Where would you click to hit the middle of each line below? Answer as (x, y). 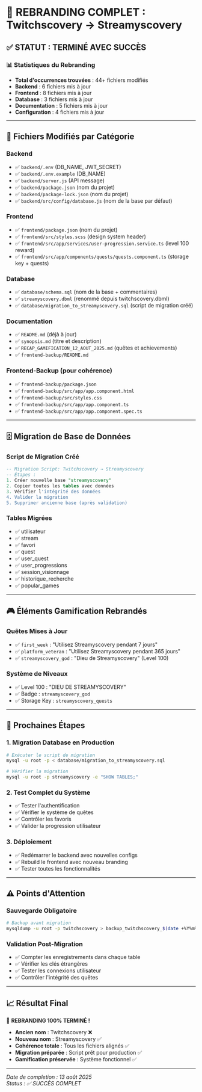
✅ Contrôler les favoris (43, 819)
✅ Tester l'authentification (47, 806)
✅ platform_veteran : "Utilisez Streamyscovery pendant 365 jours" (98, 651)
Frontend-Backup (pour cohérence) (59, 371)
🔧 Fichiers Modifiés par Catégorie (70, 137)
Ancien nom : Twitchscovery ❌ (54, 1032)
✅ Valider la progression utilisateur (58, 826)
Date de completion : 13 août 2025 (49, 1077)
